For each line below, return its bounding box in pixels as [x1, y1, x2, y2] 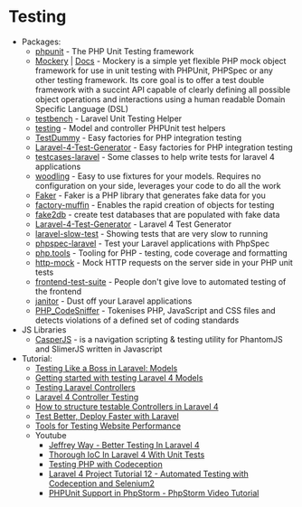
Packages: [21, 36, 61, 47]
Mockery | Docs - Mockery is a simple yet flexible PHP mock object [34, 55, 287, 66]
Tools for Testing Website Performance [34, 420, 182, 431]
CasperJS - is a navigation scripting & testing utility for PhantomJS [34, 333, 284, 344]
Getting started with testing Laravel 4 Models [34, 372, 203, 383]
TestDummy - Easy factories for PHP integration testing [34, 132, 241, 143]
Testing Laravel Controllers [34, 381, 137, 392]
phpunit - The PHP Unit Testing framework [34, 45, 194, 56]
